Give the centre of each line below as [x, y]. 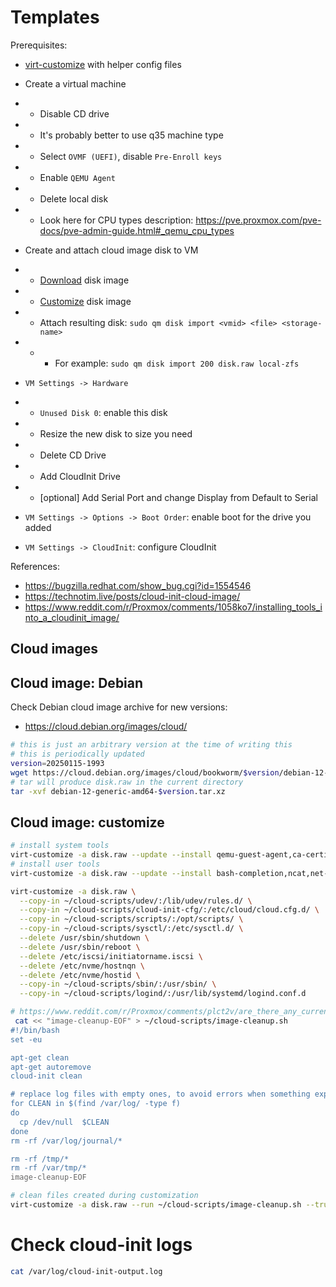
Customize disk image [85, 301]
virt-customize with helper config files [103, 64]
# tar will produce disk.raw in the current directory [127, 782]
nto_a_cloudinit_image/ [72, 617]
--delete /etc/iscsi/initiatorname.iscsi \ [111, 956]
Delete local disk [74, 198]
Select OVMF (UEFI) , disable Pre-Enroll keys [131, 156]
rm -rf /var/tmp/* [48, 1168]
